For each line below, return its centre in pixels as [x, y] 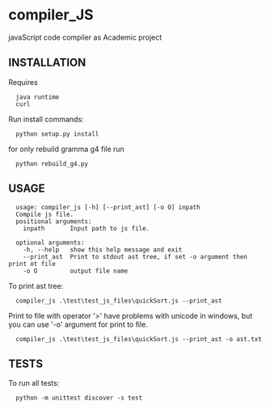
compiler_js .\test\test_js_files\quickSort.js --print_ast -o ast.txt [139, 339]
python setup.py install [57, 134]
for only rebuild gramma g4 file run [67, 149]
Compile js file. [45, 214]
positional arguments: [54, 221]
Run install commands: [46, 119]
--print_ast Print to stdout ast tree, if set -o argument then [135, 256]
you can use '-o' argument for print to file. [78, 324]
